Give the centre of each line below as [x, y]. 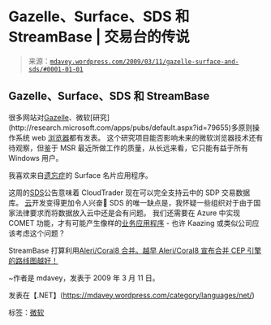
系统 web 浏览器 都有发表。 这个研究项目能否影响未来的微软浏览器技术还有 [139, 137]
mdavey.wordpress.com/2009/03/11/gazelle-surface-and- [144, 62]
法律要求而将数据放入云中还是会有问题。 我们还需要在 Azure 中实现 [128, 213]
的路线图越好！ [33, 260]
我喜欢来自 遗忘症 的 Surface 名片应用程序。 [80, 175]
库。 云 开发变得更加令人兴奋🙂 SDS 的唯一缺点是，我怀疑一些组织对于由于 [131, 202]
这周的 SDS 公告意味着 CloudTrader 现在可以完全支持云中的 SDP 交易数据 [129, 193]
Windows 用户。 [36, 158]
